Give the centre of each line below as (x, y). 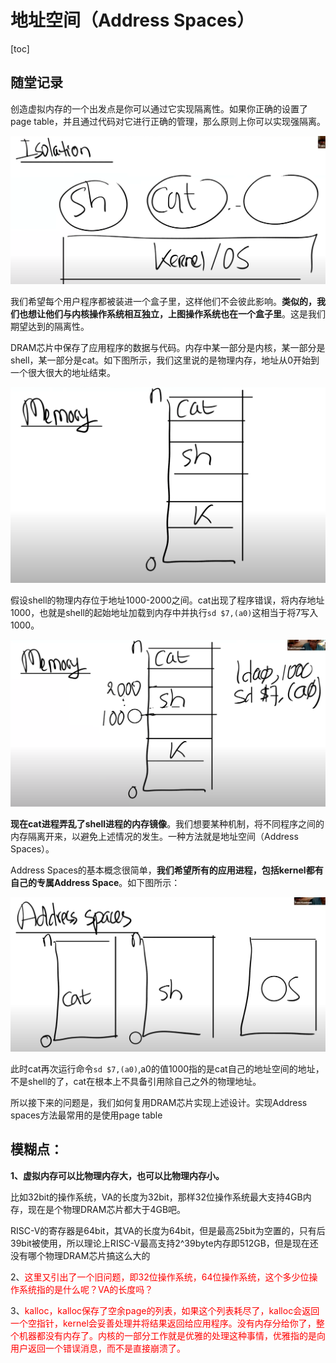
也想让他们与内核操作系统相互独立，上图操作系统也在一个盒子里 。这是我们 (172, 314)
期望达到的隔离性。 (50, 327)
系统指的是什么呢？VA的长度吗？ (86, 1289)
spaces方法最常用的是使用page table (86, 1115)
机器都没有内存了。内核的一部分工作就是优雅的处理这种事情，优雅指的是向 (172, 1335)
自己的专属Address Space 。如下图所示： (95, 883)
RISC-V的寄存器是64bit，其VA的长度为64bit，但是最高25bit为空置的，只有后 (168, 1230)
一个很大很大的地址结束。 (63, 373)
